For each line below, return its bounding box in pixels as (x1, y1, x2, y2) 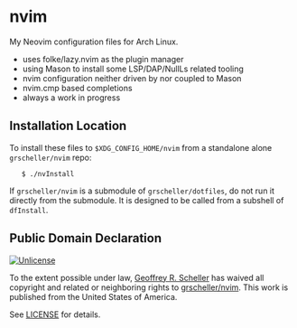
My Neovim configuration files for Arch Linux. (9, 36, 179, 47)
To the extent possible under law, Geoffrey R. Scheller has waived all (9, 272, 265, 283)
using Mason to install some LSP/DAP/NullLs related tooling (22, 63, 244, 74)
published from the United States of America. (9, 291, 178, 302)
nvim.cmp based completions (22, 82, 133, 93)
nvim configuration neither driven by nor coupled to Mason (22, 72, 242, 83)
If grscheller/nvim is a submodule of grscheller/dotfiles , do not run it (9, 185, 275, 196)
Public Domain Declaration (9, 230, 162, 246)
